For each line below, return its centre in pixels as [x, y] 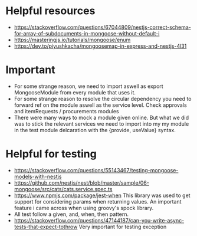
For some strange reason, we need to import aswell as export [88, 86]
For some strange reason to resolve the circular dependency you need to [103, 99]
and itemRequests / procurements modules [66, 111]
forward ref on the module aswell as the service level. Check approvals [100, 105]
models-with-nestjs [38, 176]
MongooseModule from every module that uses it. [75, 92]
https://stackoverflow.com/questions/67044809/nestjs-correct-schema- [102, 27]
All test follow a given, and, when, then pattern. [71, 214]
